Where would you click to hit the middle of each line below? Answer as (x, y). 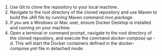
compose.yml (24, 48)
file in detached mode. (61, 48)
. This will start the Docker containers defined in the (65, 43)
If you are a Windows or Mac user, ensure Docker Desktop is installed (80, 22)
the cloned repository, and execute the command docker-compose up (81, 38)
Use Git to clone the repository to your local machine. (64, 7)
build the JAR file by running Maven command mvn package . (72, 17)
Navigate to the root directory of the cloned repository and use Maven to (83, 12)
